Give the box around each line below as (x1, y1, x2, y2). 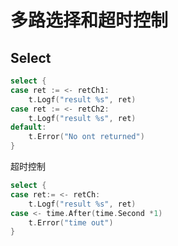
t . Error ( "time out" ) (28, 217, 114, 228)
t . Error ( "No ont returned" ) (28, 132, 145, 142)
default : (10, 122, 47, 133)
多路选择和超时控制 (10, 9, 169, 32)
